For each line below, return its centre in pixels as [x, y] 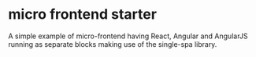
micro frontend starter [83, 14]
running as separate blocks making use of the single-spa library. [113, 44]
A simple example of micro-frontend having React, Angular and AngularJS [128, 36]
